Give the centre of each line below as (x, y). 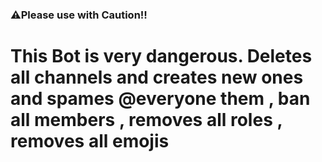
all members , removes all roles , (146, 120)
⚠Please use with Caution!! (79, 15)
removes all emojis (90, 141)
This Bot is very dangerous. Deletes (161, 56)
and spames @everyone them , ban (160, 99)
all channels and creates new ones (157, 77)
